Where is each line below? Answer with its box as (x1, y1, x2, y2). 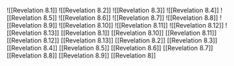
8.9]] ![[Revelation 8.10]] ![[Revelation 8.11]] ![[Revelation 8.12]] (43, 21, 224, 29)
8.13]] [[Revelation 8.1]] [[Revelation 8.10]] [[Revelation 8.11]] (43, 28, 217, 37)
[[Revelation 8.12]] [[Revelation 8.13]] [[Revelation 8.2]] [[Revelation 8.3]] (6, 36, 218, 45)
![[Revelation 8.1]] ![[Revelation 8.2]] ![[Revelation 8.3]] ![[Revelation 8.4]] (6, 6, 219, 14)
